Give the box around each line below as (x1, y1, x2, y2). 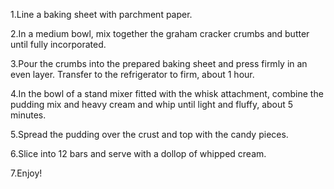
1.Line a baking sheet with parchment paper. (10, 9, 193, 20)
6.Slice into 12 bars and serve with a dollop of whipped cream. (10, 148, 267, 159)
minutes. (10, 109, 47, 121)
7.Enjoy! (10, 167, 43, 179)
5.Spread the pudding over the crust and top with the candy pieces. (10, 129, 289, 140)
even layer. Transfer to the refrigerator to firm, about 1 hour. (10, 69, 255, 80)
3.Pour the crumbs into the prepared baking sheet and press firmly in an (10, 58, 308, 69)
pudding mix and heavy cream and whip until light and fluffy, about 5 (10, 99, 294, 110)
